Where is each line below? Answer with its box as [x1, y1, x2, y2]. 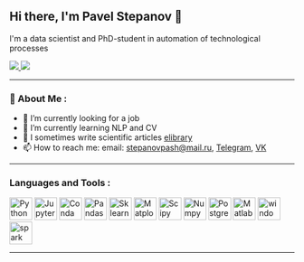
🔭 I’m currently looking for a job [22, 113, 140, 124]
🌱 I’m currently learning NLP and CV [22, 123, 157, 134]
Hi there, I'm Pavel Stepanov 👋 [9, 9, 183, 24]
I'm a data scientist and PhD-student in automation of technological [9, 33, 261, 43]
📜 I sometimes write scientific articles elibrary [22, 132, 193, 143]
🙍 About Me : [9, 92, 68, 105]
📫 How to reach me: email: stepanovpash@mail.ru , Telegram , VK [22, 142, 267, 154]
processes [9, 42, 49, 53]
